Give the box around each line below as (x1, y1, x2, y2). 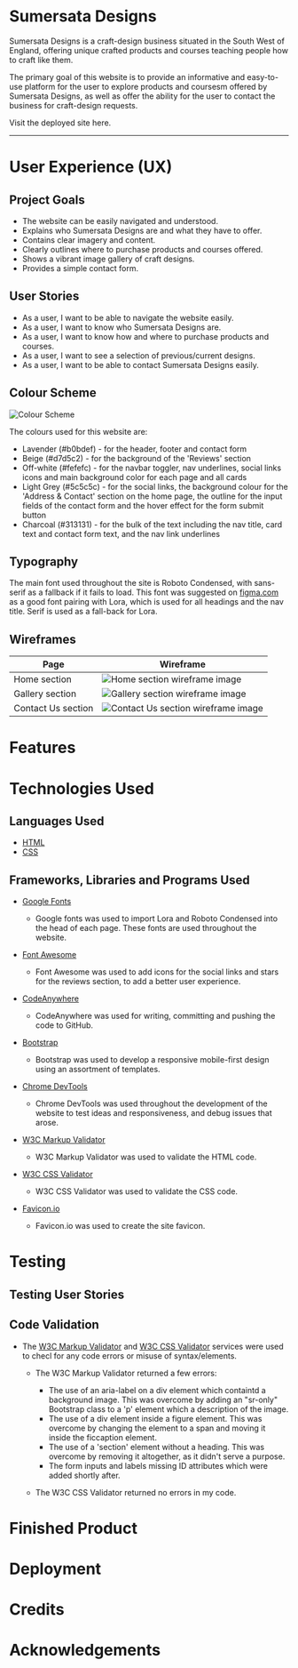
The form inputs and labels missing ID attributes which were (48, 1460, 269, 1471)
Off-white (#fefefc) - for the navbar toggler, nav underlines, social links (21, 462, 282, 473)
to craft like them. (9, 54, 74, 65)
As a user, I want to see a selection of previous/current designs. (21, 349, 255, 361)
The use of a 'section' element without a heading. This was (48, 1441, 264, 1452)
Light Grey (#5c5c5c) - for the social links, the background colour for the (21, 481, 288, 492)
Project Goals (9, 192, 86, 207)
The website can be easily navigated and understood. (21, 215, 219, 226)
